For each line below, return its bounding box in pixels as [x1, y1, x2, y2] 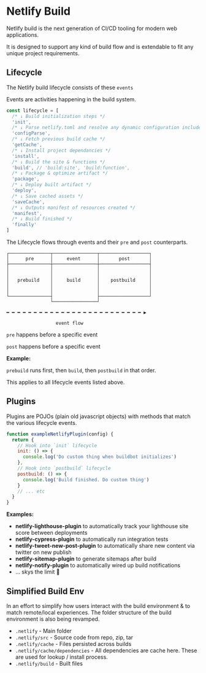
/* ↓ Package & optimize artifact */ [12, 170, 109, 176]
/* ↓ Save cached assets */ [12, 193, 84, 199]
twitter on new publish [15, 548, 72, 556]
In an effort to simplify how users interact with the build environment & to [6, 602, 191, 609]
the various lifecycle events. [6, 419, 77, 426]
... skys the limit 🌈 [15, 568, 60, 575]
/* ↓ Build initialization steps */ [12, 113, 105, 119]
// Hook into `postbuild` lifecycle [17, 465, 112, 472]
